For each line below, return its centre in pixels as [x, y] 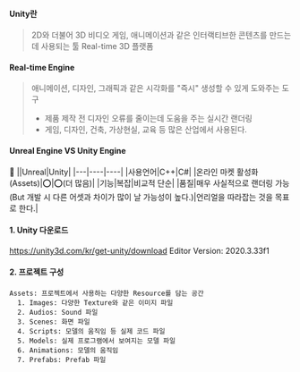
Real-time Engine [42, 67]
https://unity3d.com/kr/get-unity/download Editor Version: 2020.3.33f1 [140, 250]
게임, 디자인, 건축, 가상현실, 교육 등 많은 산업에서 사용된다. [146, 130]
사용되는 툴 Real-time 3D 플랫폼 [97, 46]
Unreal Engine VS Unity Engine [68, 151]
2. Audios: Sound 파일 [58, 313]
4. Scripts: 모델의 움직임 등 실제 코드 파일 [91, 332]
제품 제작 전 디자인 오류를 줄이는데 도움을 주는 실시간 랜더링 [148, 118]
